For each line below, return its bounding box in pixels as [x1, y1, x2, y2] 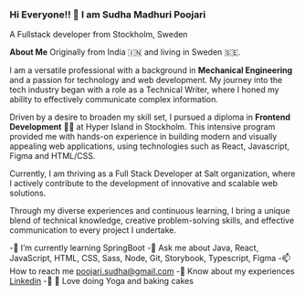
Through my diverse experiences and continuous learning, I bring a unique [9, 205, 290, 216]
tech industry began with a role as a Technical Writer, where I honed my [9, 84, 280, 95]
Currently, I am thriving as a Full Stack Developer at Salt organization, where [9, 168, 296, 179]
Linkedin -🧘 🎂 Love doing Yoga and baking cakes [9, 276, 195, 287]
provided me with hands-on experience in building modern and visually [9, 132, 278, 142]
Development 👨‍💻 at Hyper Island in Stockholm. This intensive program [9, 121, 276, 132]
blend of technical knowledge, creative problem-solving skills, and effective [9, 215, 295, 227]
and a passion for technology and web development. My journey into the [9, 75, 283, 86]
